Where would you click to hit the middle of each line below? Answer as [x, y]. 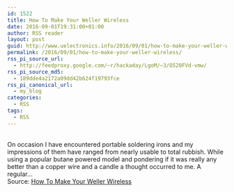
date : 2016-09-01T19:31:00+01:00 [56, 26]
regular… [20, 174]
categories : [24, 98]
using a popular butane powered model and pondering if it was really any [112, 159]
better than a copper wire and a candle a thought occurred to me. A [104, 166]
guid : [15, 46]
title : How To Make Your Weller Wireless [68, 20]
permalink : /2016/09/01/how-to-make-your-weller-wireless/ [95, 53]
